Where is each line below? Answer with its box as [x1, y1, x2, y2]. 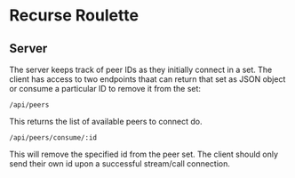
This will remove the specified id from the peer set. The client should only [9, 149, 278, 159]
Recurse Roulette [9, 5, 140, 26]
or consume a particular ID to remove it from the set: [9, 84, 202, 93]
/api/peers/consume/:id [9, 133, 98, 142]
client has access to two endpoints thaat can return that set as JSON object [9, 74, 286, 85]
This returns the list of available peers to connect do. [9, 117, 203, 126]
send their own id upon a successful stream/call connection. [9, 158, 231, 169]
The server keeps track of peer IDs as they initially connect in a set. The [9, 64, 273, 75]
